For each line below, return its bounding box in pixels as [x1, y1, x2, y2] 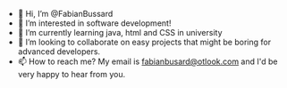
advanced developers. [17, 46, 101, 57]
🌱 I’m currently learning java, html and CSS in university [17, 28, 223, 37]
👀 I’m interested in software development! [17, 18, 172, 28]
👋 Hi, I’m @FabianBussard [17, 9, 114, 19]
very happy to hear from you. [17, 69, 126, 79]
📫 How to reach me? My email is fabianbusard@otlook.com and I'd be [17, 56, 278, 67]
